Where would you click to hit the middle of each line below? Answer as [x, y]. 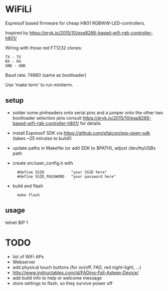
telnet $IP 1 [17, 222]
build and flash [28, 186]
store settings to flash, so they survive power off [62, 283]
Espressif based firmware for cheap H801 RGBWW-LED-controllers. [75, 23]
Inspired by [17, 33]
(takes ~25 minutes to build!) [42, 138]
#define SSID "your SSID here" [62, 172]
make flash [29, 195]
